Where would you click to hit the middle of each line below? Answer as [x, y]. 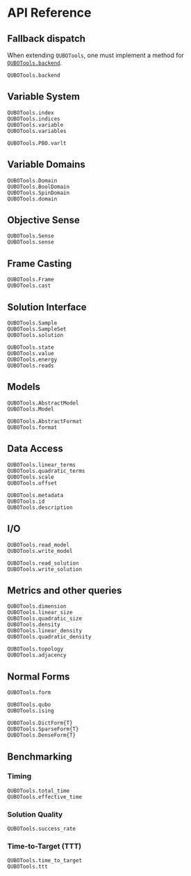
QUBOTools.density [34, 625]
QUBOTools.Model [31, 409]
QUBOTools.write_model [40, 551]
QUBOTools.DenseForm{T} [42, 735]
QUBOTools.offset [32, 483]
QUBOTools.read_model [39, 545]
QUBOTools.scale [31, 477]
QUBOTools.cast [29, 286]
